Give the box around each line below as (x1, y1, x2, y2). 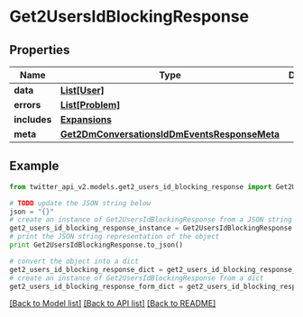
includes (14, 113, 52, 125)
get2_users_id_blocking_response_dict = (9, 265, 164, 274)
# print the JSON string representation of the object (9, 232, 220, 241)
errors (14, 99, 41, 111)
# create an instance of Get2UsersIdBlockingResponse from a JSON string (9, 215, 293, 224)
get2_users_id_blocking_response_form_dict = (9, 282, 183, 291)
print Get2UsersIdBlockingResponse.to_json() (9, 240, 183, 249)
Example (9, 158, 60, 174)
